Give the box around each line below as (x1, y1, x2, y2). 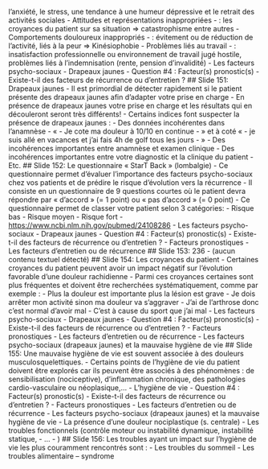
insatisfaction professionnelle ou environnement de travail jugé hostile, (8, 50, 242, 59)
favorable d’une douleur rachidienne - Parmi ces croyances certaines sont (8, 272, 254, 281)
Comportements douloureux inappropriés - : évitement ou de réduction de (8, 32, 254, 42)
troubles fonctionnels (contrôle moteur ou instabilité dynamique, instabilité (8, 426, 254, 435)
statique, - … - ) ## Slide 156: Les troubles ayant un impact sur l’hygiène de (8, 434, 257, 443)
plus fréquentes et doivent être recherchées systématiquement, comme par (8, 281, 258, 290)
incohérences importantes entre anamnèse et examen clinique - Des (8, 144, 235, 153)
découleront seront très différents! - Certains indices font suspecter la (8, 109, 240, 119)
